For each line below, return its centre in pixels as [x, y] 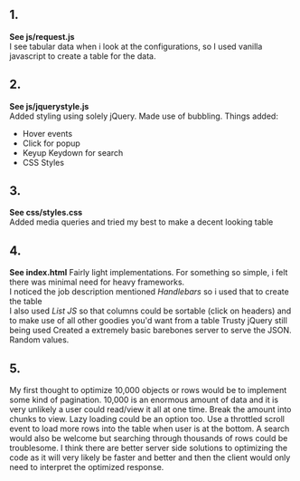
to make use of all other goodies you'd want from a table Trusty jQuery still [148, 321]
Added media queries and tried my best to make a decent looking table [141, 222]
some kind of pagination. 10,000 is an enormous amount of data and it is [144, 400]
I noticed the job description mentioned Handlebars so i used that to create [149, 292]
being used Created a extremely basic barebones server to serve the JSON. [150, 331]
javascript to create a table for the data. [83, 56]
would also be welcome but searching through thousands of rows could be [149, 438]
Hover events [47, 133]
